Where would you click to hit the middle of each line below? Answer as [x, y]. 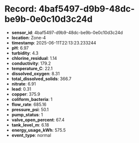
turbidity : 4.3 [25, 53]
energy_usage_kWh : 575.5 [39, 130]
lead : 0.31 [21, 89]
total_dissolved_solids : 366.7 [41, 79]
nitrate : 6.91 [23, 84]
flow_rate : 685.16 [29, 104]
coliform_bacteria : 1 [32, 99]
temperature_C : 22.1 [32, 68]
